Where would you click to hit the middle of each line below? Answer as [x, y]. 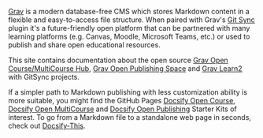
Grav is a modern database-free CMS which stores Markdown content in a [129, 11]
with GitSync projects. [44, 77]
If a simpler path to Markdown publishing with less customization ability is [128, 92]
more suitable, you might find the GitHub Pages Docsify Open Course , [122, 101]
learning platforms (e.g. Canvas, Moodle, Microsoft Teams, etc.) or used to [129, 36]
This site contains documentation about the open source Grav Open [118, 60]
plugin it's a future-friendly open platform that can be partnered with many [129, 28]
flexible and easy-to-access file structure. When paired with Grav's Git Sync [132, 20]
